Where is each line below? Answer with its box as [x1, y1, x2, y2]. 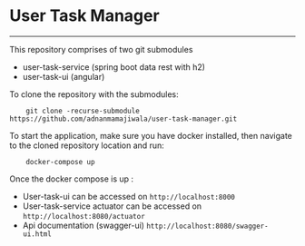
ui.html [22, 229, 52, 239]
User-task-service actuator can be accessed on [22, 201, 202, 212]
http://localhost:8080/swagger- [146, 221, 270, 231]
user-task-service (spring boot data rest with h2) [22, 61, 206, 73]
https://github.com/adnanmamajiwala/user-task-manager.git [9, 114, 238, 123]
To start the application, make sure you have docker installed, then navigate [9, 130, 292, 141]
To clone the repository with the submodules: [9, 88, 179, 100]
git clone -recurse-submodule [25, 106, 141, 115]
